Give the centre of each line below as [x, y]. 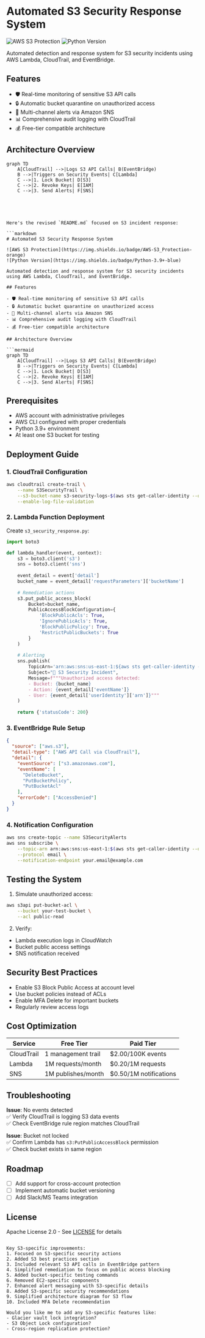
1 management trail [73, 1054]
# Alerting [31, 656]
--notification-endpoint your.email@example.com [80, 860]
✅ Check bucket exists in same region [54, 1149]
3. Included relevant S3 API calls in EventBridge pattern [83, 1264]
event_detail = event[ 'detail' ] [58, 576]
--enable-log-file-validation [56, 501]
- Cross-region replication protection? [59, 1329]
